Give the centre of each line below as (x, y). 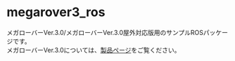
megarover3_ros (56, 12)
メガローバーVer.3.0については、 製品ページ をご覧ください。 (94, 50)
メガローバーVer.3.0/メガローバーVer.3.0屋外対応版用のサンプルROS (105, 32)
